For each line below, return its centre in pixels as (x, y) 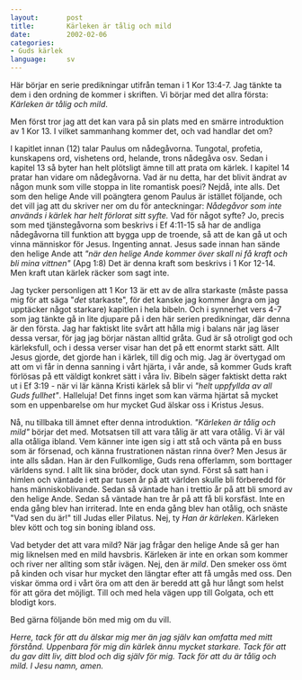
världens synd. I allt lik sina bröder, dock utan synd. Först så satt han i (139, 470)
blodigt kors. (33, 602)
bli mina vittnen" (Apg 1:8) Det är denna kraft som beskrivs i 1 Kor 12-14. (143, 263)
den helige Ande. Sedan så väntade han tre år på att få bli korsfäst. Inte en (148, 499)
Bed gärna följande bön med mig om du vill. (91, 620)
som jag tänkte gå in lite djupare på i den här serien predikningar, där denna (150, 319)
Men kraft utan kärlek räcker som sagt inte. (90, 273)
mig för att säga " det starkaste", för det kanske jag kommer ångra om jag (145, 300)
